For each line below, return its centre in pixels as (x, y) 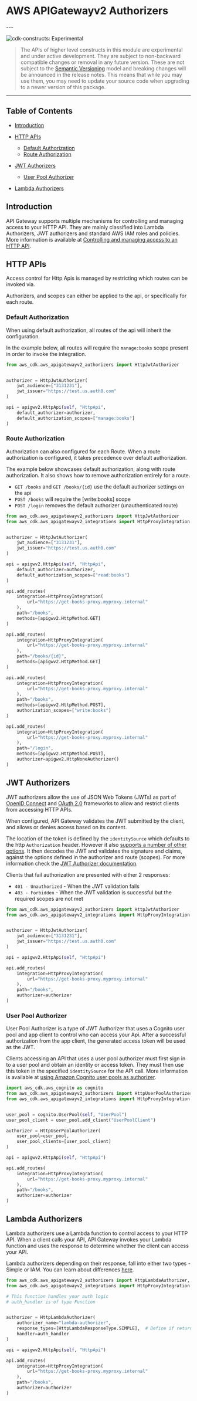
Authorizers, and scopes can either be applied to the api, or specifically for (96, 296)
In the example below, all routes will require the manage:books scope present (97, 348)
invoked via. (21, 284)
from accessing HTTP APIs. (39, 809)
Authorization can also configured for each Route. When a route (83, 451)
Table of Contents (40, 111)
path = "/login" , (35, 748)
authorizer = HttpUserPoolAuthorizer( (53, 1131)
